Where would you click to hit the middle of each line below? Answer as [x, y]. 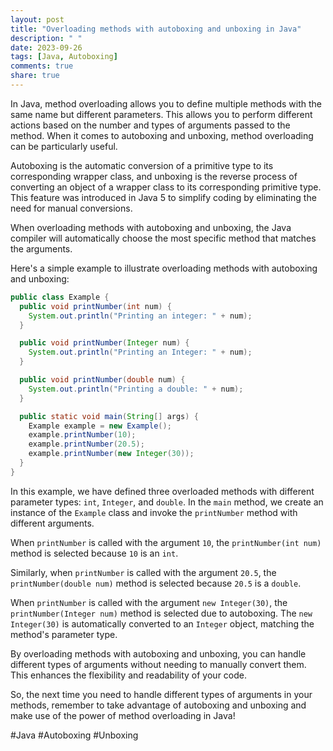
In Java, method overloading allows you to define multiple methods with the [166, 103]
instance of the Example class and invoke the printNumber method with [154, 512]
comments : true [42, 66]
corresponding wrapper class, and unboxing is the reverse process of [154, 176]
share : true [35, 76]
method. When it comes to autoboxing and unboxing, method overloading [162, 135]
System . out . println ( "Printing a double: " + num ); [136, 389]
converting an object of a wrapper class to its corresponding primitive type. [166, 187]
